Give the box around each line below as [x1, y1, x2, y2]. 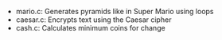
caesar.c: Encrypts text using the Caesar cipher [15, 15, 172, 24]
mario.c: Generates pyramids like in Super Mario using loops [15, 7, 214, 16]
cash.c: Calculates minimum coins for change [15, 24, 166, 32]
